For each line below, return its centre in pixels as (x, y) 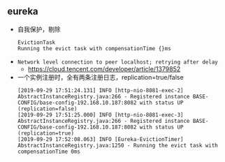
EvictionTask (36, 42)
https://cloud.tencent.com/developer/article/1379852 (104, 68)
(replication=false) (47, 109)
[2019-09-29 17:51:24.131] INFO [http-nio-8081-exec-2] (100, 90)
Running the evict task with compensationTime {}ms (94, 48)
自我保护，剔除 (39, 29)
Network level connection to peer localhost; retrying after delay (117, 62)
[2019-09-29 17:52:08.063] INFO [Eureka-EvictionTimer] (100, 139)
